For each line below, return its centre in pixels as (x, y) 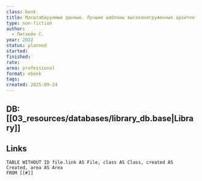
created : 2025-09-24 (32, 85)
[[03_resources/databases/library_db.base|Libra (100, 119)
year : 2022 (20, 40)
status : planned (26, 46)
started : (17, 51)
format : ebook (24, 74)
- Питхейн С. (28, 34)
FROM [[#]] (20, 173)
